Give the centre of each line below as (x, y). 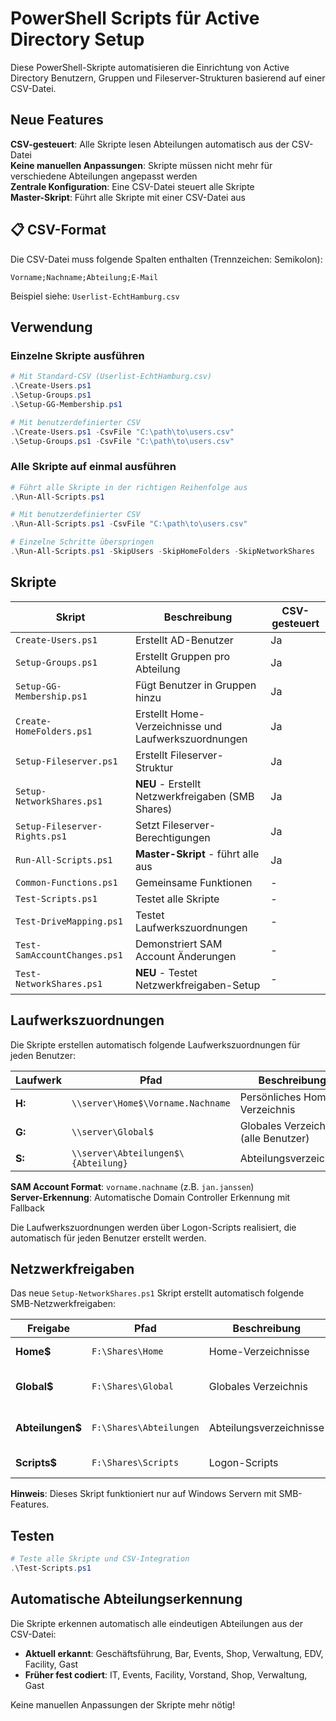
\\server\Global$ (112, 1131)
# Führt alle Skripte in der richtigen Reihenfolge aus (129, 487)
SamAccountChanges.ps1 (69, 955)
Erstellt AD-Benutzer (184, 640)
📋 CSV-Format (58, 230)
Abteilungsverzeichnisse (266, 1428)
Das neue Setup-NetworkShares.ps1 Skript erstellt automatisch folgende (157, 1293)
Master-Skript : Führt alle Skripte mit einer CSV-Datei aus (128, 197)
